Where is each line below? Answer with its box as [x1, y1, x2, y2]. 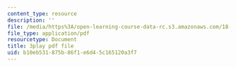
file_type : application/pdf [7, 29, 90, 37]
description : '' [7, 17, 55, 24]
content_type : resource [7, 10, 78, 17]
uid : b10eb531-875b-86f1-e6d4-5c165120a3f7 [7, 50, 138, 57]
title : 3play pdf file [7, 43, 74, 50]
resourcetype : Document [7, 36, 78, 43]
